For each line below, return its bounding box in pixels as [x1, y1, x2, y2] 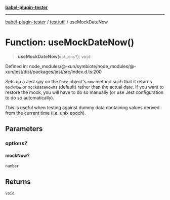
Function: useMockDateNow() [5, 37, 135, 48]
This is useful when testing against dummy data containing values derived [5, 104, 160, 111]
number [5, 163, 19, 169]
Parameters [5, 124, 43, 134]
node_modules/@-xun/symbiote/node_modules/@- [29, 63, 137, 69]
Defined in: [5, 63, 28, 69]
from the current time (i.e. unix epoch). [5, 110, 86, 116]
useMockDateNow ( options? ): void [17, 53, 91, 59]
